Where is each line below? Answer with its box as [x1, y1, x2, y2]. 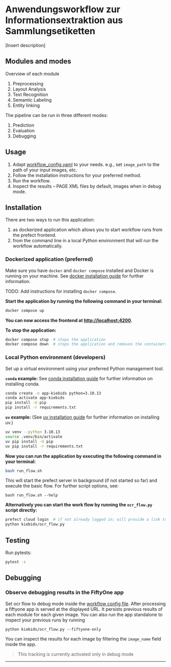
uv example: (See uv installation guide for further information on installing [5, 414, 160, 420]
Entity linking [12, 102, 40, 108]
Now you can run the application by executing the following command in [5, 453, 162, 459]
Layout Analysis [12, 86, 46, 92]
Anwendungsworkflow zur [5, 4, 121, 15]
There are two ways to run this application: [5, 217, 95, 223]
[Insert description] [5, 42, 46, 48]
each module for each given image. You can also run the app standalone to [5, 611, 163, 617]
